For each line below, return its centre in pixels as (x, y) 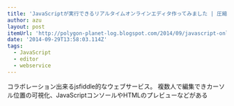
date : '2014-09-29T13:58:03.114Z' (57, 40)
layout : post (26, 26)
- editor (26, 59)
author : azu (24, 20)
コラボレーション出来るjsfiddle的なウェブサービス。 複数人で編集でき (107, 86)
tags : (15, 46)
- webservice (32, 66)
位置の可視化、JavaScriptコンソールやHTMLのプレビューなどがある (110, 95)
